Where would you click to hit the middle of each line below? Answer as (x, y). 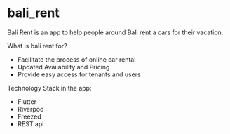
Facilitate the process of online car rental (76, 59)
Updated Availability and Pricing (63, 67)
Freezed (29, 116)
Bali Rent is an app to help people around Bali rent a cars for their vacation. (115, 32)
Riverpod (31, 109)
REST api (31, 123)
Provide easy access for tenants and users (79, 74)
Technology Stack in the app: (49, 88)
